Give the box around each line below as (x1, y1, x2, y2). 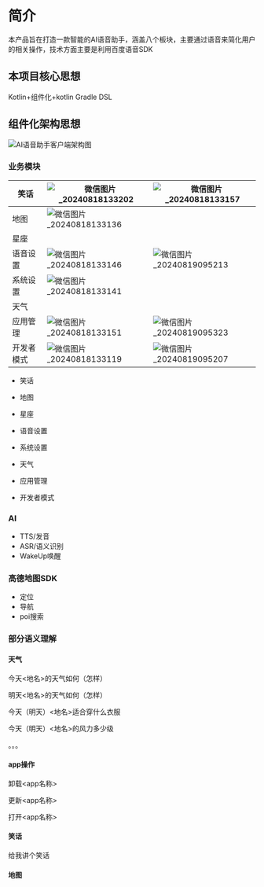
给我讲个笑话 (8, 850, 49, 859)
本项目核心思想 (8, 70, 81, 83)
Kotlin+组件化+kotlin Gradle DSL (8, 92, 112, 101)
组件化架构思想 (8, 117, 81, 131)
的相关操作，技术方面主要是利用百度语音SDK (8, 44, 153, 53)
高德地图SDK (8, 573, 57, 584)
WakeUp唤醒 (19, 551, 61, 561)
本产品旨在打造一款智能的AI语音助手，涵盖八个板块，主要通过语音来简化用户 (8, 35, 256, 44)
